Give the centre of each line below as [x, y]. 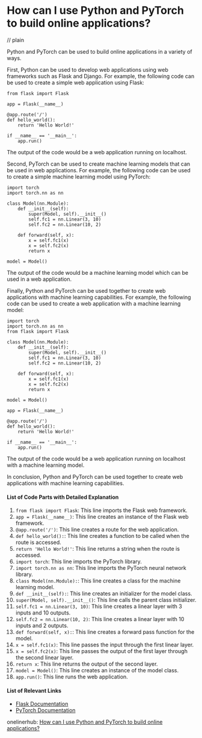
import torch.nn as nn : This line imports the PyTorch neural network [101, 568]
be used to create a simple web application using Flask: [76, 83]
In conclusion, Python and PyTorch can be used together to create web [95, 477]
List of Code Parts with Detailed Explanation [63, 497]
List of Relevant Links [34, 690]
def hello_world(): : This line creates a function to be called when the [103, 536]
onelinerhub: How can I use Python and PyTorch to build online [85, 722]
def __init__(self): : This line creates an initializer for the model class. [104, 593]
